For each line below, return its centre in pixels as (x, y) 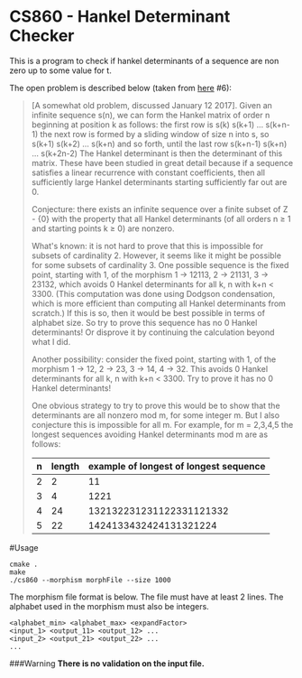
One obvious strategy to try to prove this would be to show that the (156, 405)
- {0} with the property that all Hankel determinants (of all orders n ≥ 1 (161, 218)
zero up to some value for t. (61, 70)
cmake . (24, 564)
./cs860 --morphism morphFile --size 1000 (90, 580)
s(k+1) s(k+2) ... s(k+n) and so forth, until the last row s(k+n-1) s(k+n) (159, 144)
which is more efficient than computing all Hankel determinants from (159, 303)
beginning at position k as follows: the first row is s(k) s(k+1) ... (147, 125)
